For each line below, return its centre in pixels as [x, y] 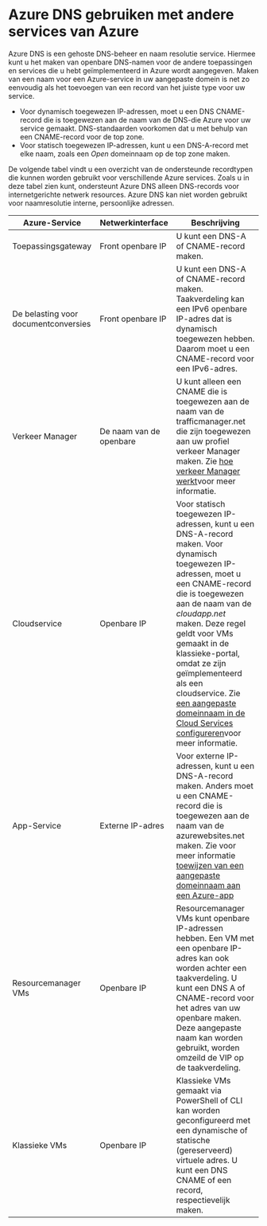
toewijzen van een [210, 865]
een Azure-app [205, 895]
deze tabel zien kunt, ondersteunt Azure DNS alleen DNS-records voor [124, 186]
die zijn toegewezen [213, 431]
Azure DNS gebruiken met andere [121, 15]
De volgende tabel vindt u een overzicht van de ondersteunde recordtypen [131, 169]
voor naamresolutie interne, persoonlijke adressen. [91, 203]
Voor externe [200, 756]
